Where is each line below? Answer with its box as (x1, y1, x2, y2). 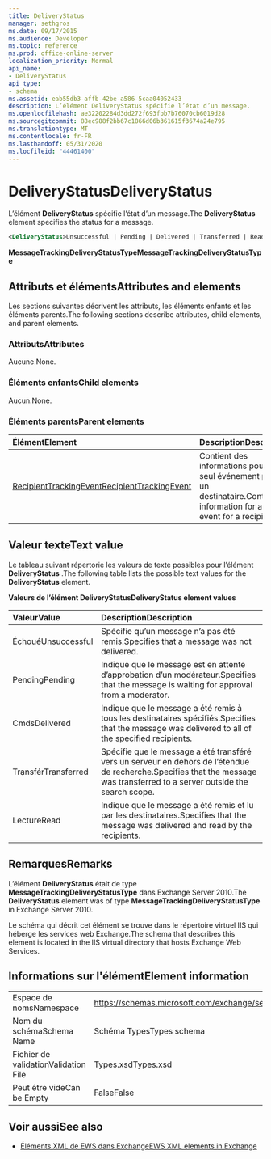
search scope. (100, 786, 155, 797)
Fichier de (12, 1049, 51, 1060)
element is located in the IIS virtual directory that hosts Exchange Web (8, 937, 242, 947)
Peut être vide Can (12, 1082, 81, 1093)
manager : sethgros (8, 19, 70, 27)
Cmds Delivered (12, 717, 71, 729)
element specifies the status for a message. (8, 218, 154, 227)
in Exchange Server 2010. (8, 904, 94, 914)
